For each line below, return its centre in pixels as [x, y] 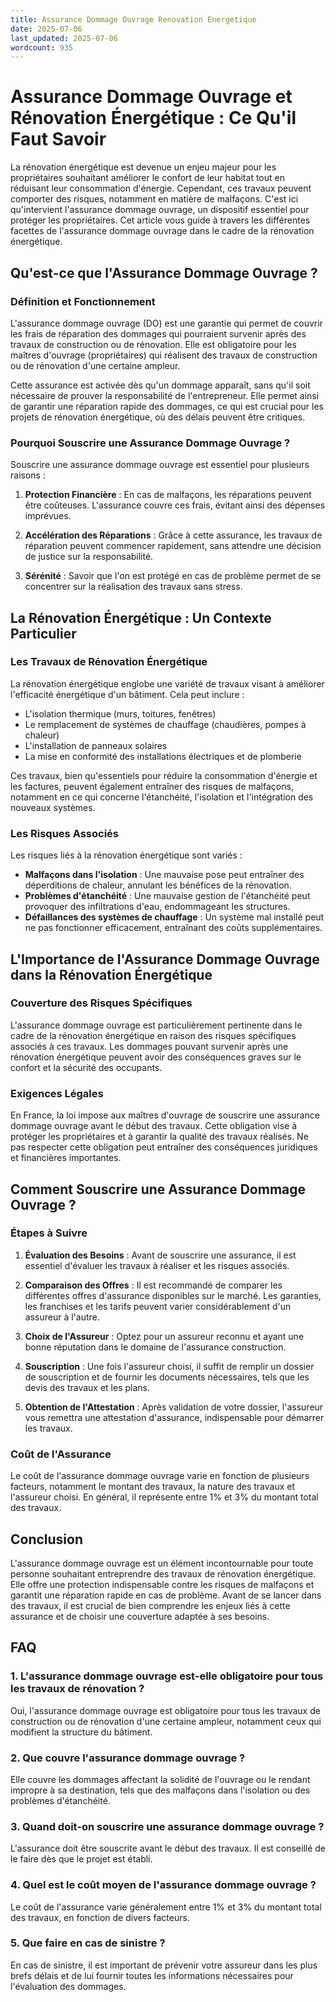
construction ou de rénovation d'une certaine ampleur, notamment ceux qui [166, 1721]
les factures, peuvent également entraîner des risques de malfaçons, [152, 786]
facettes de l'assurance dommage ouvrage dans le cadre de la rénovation [162, 231]
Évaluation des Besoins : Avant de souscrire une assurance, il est [160, 1255]
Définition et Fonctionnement [83, 301]
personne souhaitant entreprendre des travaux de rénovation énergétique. [163, 1573]
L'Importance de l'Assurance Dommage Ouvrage [165, 959]
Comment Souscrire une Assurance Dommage [158, 1189]
